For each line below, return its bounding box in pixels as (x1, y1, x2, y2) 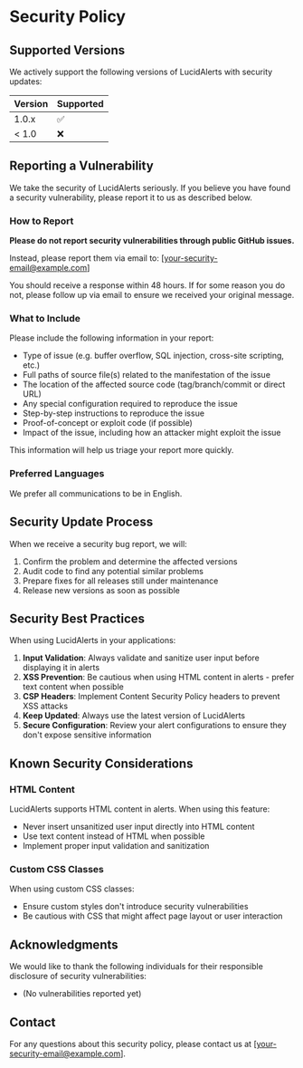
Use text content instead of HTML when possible (22, 831, 205, 842)
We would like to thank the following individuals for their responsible (9, 961, 264, 972)
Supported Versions (9, 43, 125, 58)
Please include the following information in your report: (9, 332, 214, 343)
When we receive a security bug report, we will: (9, 538, 187, 549)
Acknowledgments (9, 937, 119, 952)
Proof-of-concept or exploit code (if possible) (22, 418, 193, 428)
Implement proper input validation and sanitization (22, 841, 210, 852)
